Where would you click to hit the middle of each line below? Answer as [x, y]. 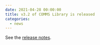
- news [16, 23]
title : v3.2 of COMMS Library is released [50, 14]
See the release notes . [28, 38]
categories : [17, 19]
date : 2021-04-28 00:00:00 [33, 10]
